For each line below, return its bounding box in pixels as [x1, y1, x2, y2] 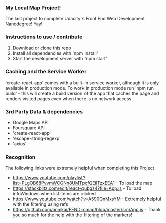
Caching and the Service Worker [5, 68, 87, 75]
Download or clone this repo [12, 45, 71, 51]
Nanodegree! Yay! [5, 21, 43, 27]
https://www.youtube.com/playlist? [12, 175, 86, 181]
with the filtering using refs [12, 201, 69, 207]
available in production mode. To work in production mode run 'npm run [5, 85, 154, 91]
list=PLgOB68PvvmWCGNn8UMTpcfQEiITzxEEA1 [12, 180, 115, 186]
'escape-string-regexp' [12, 135, 61, 142]
